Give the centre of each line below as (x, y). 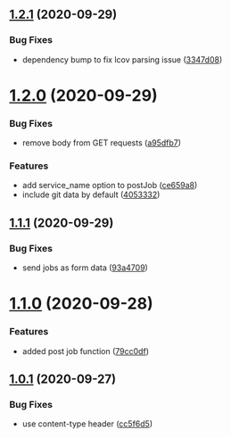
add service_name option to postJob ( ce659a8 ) (110, 186)
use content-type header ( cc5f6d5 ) (87, 424)
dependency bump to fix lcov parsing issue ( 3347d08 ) (122, 59)
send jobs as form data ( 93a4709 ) (85, 268)
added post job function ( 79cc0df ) (86, 351)
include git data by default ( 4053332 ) (91, 194)
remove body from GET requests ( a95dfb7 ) (101, 143)
